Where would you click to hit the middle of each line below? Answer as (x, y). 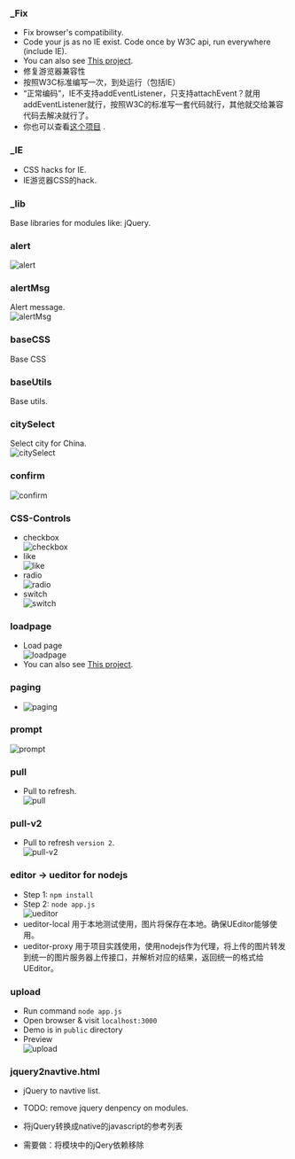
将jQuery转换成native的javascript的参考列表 (103, 1126)
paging (26, 688)
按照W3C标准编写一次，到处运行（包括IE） (101, 82)
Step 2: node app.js (59, 904)
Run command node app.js (72, 1011)
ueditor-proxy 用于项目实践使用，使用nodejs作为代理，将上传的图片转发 (154, 945)
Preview (38, 1039)
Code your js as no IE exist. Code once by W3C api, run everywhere (147, 42)
